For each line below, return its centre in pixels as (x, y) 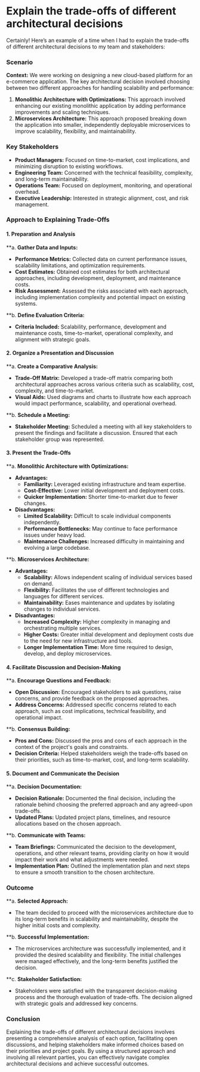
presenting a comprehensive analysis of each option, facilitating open (92, 1038)
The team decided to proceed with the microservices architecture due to (104, 912)
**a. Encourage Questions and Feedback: (59, 681)
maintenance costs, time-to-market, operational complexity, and (94, 333)
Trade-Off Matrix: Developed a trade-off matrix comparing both (94, 377)
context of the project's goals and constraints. (71, 747)
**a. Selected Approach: (37, 901)
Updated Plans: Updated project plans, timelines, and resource (93, 817)
